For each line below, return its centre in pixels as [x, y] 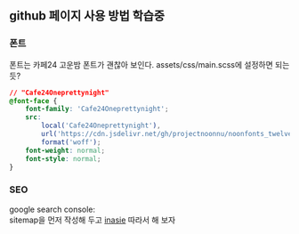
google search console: [53, 209]
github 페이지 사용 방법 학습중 [87, 16]
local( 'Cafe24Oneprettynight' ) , [101, 126]
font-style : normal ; [63, 158]
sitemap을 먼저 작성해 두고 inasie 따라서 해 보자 [93, 220]
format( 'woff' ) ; [71, 142]
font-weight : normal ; [65, 150]
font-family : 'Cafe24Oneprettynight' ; [97, 109]
